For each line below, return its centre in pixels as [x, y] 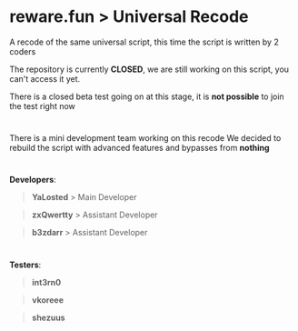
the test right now [42, 105]
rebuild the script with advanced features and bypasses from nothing [139, 148]
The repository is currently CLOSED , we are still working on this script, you [149, 69]
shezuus [48, 317]
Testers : [25, 265]
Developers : [33, 180]
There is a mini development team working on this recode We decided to [145, 138]
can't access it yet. [45, 78]
